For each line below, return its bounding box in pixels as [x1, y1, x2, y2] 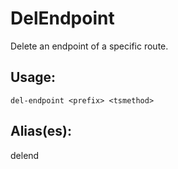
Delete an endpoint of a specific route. [10, 40, 169, 52]
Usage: [10, 69, 57, 86]
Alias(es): [10, 123, 73, 140]
